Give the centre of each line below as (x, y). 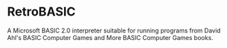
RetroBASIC (41, 12)
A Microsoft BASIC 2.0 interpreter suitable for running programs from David (114, 30)
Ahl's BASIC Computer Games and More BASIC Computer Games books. (110, 37)
